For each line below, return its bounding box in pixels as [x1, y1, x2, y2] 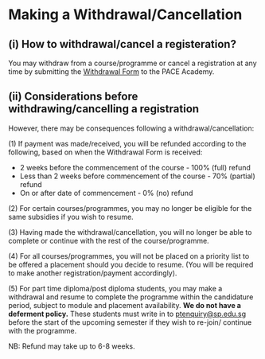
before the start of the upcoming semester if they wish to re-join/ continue [8, 317, 252, 327]
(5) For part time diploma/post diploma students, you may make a [8, 283, 223, 293]
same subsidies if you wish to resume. [8, 212, 134, 221]
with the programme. [8, 326, 77, 335]
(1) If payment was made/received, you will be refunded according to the [8, 139, 247, 148]
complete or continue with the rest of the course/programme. [8, 236, 209, 245]
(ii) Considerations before [8, 90, 138, 103]
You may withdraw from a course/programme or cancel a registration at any [8, 58, 257, 68]
